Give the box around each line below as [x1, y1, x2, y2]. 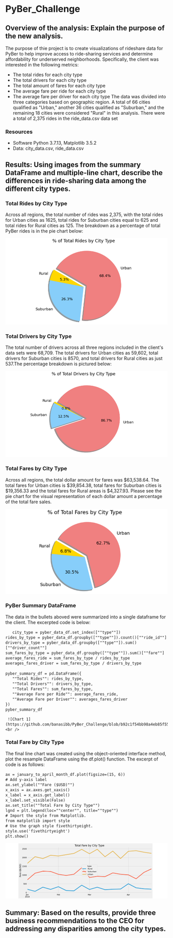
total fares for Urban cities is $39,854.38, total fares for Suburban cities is [5, 482, 162, 488]
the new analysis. [5, 31, 63, 40]
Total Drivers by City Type [5, 332, 72, 340]
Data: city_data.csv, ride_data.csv [12, 145, 84, 152]
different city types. [5, 184, 71, 193]
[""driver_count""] [5, 645, 47, 650]
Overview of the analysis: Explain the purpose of [5, 24, 165, 32]
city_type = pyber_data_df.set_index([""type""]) [12, 630, 121, 635]
